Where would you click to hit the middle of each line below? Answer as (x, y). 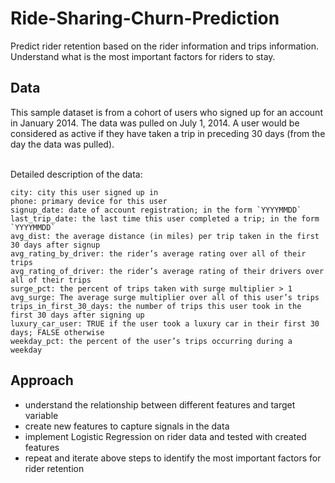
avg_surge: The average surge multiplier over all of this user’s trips (165, 297)
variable (41, 415)
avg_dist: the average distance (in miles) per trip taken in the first (165, 236)
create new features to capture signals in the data (127, 426)
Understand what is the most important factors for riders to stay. (143, 56)
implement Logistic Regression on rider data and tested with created (165, 436)
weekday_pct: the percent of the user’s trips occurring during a (151, 341)
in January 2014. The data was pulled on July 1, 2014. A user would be (155, 123)
